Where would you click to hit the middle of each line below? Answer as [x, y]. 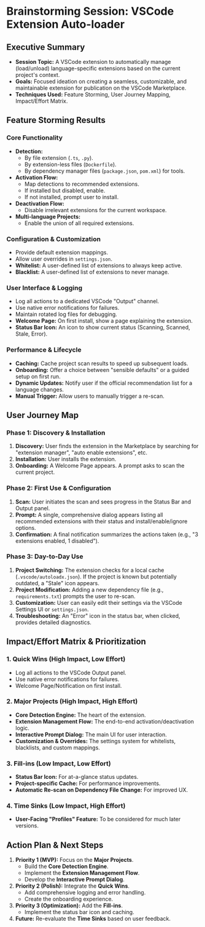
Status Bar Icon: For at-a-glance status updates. [77, 777]
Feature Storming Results [56, 120]
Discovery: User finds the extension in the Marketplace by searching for [107, 446]
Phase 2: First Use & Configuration [59, 488]
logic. [22, 728]
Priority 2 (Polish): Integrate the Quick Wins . [72, 886]
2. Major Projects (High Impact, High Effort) [72, 701]
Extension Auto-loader [65, 24]
